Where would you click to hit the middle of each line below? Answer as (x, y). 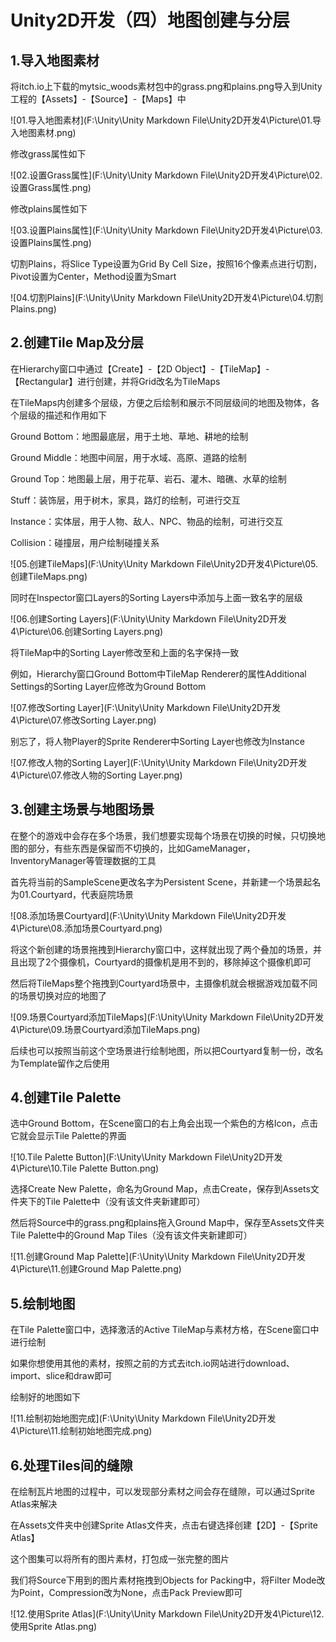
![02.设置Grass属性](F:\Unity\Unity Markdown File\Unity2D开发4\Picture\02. (166, 175)
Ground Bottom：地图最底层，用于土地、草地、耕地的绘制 (129, 436)
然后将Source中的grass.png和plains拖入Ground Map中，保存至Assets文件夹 (167, 1223)
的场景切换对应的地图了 (58, 995)
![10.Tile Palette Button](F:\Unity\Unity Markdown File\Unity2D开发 (146, 1157)
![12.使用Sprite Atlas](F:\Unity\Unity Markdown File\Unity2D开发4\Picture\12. (167, 1614)
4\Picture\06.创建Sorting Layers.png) (87, 631)
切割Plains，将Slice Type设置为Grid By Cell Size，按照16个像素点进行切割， (166, 264)
